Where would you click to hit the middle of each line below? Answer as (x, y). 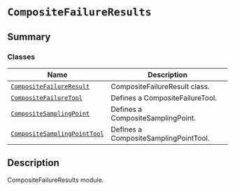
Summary (29, 37)
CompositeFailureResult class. (160, 86)
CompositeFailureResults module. (56, 180)
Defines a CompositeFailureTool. (164, 98)
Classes (21, 57)
